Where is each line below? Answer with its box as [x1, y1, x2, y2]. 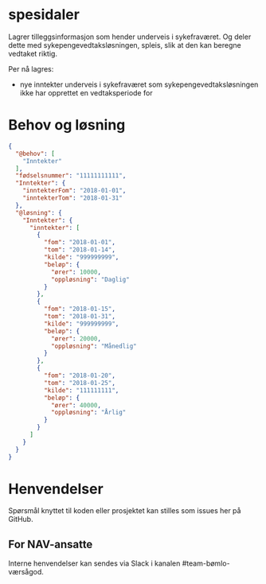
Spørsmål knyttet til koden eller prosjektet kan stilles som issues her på [8, 506, 241, 516]
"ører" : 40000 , [50, 401, 102, 409]
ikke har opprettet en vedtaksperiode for [19, 88, 153, 97]
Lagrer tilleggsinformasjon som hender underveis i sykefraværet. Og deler [8, 32, 252, 41]
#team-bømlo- [182, 559, 230, 568]
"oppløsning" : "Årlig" [50, 408, 127, 417]
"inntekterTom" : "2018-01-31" [22, 194, 123, 202]
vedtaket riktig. [8, 49, 58, 58]
